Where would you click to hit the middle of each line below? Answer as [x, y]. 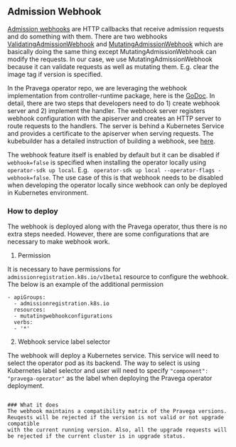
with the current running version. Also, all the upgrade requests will [117, 430]
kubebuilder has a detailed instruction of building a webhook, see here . [111, 141]
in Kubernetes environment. [48, 192]
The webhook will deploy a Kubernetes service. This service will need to [113, 356]
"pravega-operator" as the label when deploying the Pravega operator [110, 378]
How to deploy [33, 211]
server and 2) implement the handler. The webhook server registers [106, 110]
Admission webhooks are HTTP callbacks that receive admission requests [116, 28]
